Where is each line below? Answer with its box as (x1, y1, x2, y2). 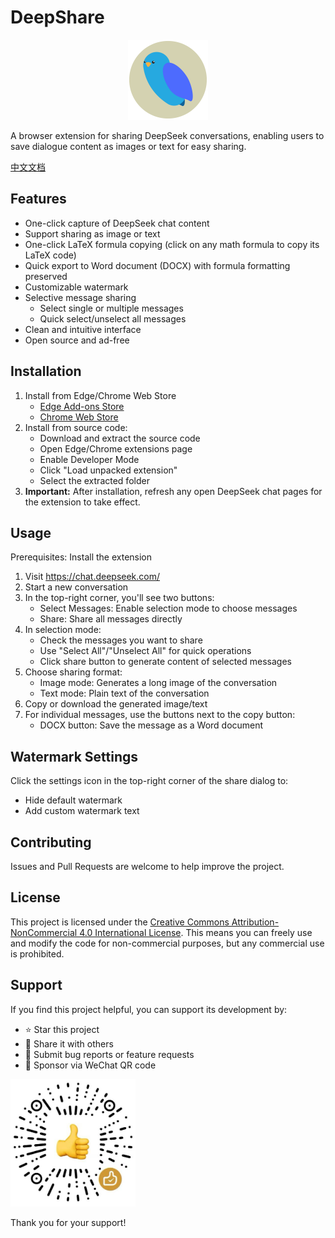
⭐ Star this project (24, 1023, 100, 1035)
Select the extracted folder (39, 474, 150, 486)
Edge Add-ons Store (39, 400, 125, 412)
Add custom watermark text (24, 805, 140, 817)
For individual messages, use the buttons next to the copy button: (24, 709, 296, 721)
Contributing (10, 834, 92, 851)
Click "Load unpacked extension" (39, 464, 178, 476)
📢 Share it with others (24, 1037, 114, 1050)
